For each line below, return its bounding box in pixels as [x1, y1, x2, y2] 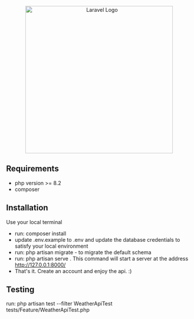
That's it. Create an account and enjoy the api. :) [14, 267, 132, 274]
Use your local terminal [6, 218, 63, 225]
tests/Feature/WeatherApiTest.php [6, 307, 90, 314]
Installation [6, 203, 48, 213]
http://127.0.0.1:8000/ [14, 261, 66, 268]
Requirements [6, 164, 59, 174]
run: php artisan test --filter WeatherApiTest [6, 300, 113, 307]
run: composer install [14, 230, 67, 237]
